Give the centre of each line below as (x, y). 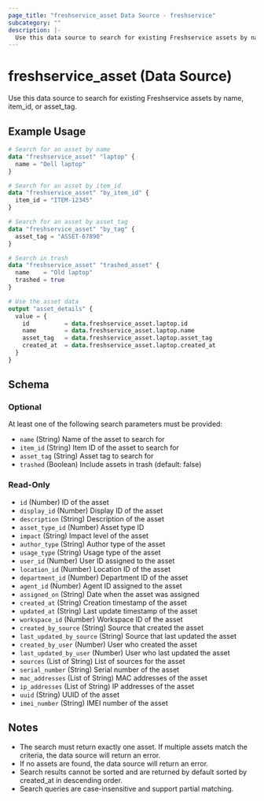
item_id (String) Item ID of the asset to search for (99, 448)
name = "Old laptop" (54, 273)
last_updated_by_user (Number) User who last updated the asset (125, 653)
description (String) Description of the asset (92, 519)
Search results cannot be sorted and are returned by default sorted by (133, 772)
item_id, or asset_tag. (42, 106)
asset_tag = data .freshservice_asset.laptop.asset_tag (117, 338)
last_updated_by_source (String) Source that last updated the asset (128, 636)
